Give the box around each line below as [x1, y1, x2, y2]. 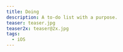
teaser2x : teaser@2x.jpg [6, 25, 69, 32]
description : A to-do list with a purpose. [6, 14, 118, 20]
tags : [6, 31, 20, 37]
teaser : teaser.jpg [6, 20, 56, 26]
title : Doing [6, 8, 39, 15]
